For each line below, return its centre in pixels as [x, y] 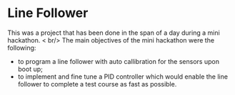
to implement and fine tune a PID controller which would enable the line [123, 77]
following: [22, 47]
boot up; [30, 69]
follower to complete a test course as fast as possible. [97, 84]
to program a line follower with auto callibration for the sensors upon [119, 61]
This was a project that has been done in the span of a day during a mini [114, 33]
